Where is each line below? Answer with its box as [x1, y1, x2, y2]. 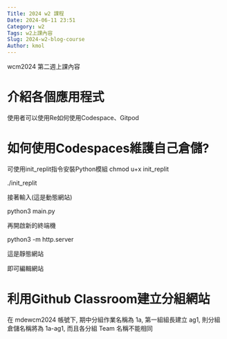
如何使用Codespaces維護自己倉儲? [7, 140, 210, 156]
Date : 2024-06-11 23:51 [7, 17, 76, 24]
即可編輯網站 [7, 264, 44, 272]
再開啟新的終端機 [7, 221, 56, 229]
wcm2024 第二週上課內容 [7, 63, 81, 70]
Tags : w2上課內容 [7, 29, 53, 37]
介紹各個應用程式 [7, 90, 105, 105]
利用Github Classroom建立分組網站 [7, 291, 210, 307]
